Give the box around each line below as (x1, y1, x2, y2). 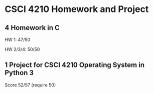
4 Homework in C (5, 23, 60, 32)
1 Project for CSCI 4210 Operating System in (5, 61, 145, 69)
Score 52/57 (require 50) (5, 81, 56, 88)
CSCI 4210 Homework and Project (5, 3, 149, 15)
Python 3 (5, 68, 34, 77)
